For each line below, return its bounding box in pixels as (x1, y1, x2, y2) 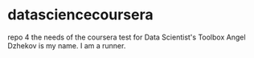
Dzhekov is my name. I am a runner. (7, 40, 126, 50)
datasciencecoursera (7, 6, 154, 24)
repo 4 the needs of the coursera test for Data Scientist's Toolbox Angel (7, 32, 246, 42)
